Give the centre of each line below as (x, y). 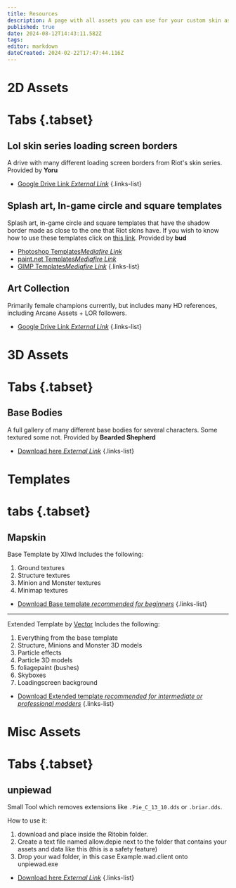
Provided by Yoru (33, 170)
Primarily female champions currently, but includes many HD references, (112, 305)
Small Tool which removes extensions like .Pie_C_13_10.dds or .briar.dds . (115, 807)
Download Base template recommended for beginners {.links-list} (112, 604)
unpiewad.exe (38, 864)
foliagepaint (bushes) (48, 668)
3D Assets (38, 355)
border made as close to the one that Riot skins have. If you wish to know (113, 230)
